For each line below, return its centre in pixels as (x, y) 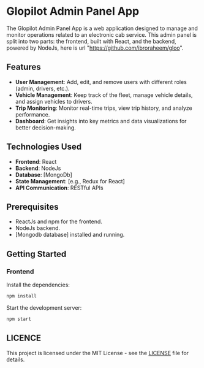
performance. (32, 114)
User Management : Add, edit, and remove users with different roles (101, 82)
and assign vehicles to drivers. (54, 101)
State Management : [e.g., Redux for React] (70, 181)
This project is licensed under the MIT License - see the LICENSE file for (97, 353)
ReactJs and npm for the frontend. (59, 221)
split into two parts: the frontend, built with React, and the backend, (91, 41)
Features (24, 67)
